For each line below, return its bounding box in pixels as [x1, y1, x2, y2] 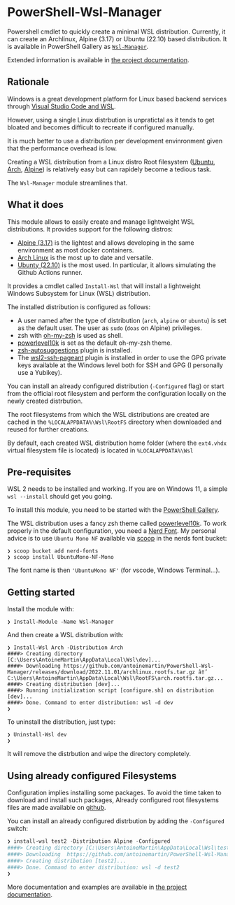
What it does [7, 199, 64, 211]
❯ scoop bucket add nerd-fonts [7, 548, 99, 555]
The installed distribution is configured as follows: [7, 302, 151, 311]
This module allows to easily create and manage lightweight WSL [7, 218, 195, 226]
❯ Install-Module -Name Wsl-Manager [7, 618, 114, 626]
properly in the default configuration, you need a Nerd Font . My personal [7, 527, 217, 535]
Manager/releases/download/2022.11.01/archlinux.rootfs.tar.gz [7, 669, 196, 676]
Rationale [7, 76, 50, 88]
